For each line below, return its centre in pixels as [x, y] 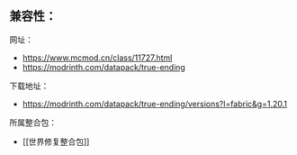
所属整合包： [33, 122]
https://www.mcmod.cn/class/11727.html [97, 58]
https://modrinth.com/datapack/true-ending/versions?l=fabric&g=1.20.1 [155, 104]
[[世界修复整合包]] [56, 141]
